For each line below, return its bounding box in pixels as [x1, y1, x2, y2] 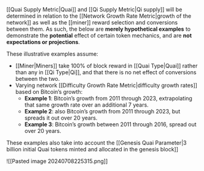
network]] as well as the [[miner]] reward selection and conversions [6, 19, 178, 26]
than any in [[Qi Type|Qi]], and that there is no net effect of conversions [15, 69, 197, 76]
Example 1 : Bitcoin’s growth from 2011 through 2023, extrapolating [24, 95, 192, 102]
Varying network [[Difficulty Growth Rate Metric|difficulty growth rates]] [15, 82, 198, 89]
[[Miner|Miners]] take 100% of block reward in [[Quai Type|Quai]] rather [15, 62, 198, 69]
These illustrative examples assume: [6, 50, 98, 58]
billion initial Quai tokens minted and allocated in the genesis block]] [6, 146, 179, 153]
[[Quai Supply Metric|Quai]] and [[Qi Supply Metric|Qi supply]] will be [6, 6, 182, 13]
